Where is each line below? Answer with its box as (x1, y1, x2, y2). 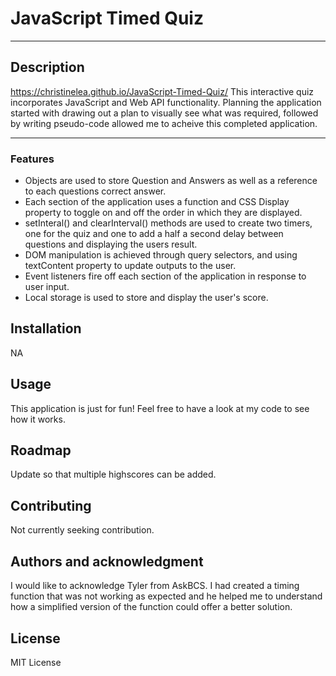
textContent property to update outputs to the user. (24, 260, 237, 272)
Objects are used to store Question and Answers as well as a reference (24, 175, 318, 187)
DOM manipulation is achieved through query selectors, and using (24, 249, 298, 261)
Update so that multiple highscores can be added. (10, 468, 217, 481)
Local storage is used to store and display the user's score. (24, 292, 269, 304)
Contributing (10, 497, 92, 514)
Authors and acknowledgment (10, 553, 204, 570)
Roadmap (10, 442, 72, 459)
